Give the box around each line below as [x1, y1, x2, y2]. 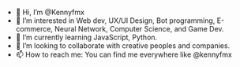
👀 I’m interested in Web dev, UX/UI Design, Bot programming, [15, 16, 216, 25]
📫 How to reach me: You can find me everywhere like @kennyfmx [15, 50, 233, 59]
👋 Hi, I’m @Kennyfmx [15, 8, 85, 17]
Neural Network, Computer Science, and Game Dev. [54, 24, 224, 33]
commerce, [15, 24, 54, 33]
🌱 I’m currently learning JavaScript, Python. [15, 32, 158, 42]
